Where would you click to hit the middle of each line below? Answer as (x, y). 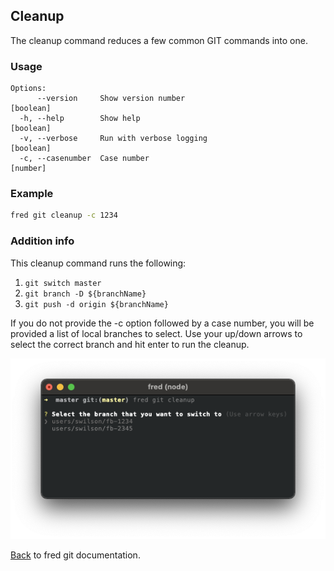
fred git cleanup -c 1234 (64, 215)
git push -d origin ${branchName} (96, 304)
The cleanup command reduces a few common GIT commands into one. (159, 40)
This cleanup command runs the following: (98, 263)
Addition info (42, 241)
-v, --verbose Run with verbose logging (113, 139)
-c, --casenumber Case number (84, 159)
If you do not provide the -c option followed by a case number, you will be (162, 323)
